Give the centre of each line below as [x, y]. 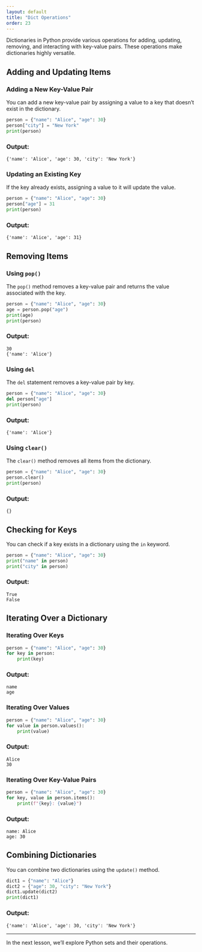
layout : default [26, 12]
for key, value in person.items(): [51, 797]
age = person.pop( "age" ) [37, 309]
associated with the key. [36, 293]
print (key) [31, 659]
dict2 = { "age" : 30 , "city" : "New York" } [59, 886]
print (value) [33, 731]
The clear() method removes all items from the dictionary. [79, 461]
